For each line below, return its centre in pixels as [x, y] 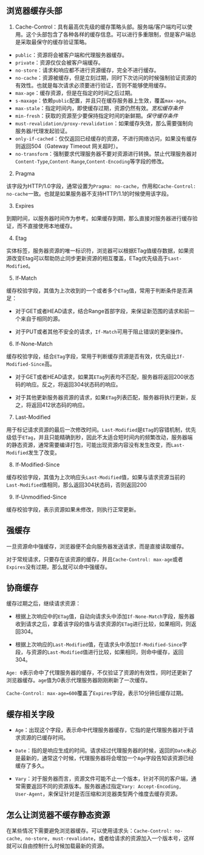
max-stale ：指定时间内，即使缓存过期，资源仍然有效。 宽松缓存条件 [99, 108]
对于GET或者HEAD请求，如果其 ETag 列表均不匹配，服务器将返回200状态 [105, 376]
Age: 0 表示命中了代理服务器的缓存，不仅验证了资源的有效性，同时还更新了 [100, 673]
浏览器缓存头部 [34, 11]
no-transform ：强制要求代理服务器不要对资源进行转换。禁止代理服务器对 [106, 153]
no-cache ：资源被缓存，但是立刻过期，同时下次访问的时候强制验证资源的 [106, 77]
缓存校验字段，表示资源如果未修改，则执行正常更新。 [73, 509]
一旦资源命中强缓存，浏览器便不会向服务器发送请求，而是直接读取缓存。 [97, 546]
